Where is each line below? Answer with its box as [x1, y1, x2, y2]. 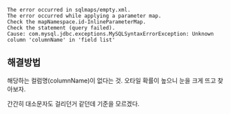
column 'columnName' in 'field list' [7, 36, 116, 43]
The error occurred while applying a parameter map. [7, 12, 162, 19]
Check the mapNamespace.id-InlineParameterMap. [7, 19, 147, 25]
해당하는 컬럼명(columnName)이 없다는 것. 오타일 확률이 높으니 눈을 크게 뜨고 [7, 76, 216, 84]
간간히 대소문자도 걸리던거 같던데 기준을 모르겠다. [7, 100, 140, 108]
